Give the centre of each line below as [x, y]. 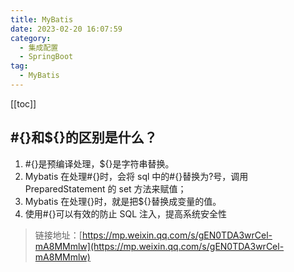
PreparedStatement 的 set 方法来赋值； [105, 188]
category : [31, 38]
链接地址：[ [58, 235]
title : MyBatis [42, 19]
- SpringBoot [46, 57]
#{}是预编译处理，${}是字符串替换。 [99, 163]
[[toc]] [23, 103]
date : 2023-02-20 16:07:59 [66, 29]
